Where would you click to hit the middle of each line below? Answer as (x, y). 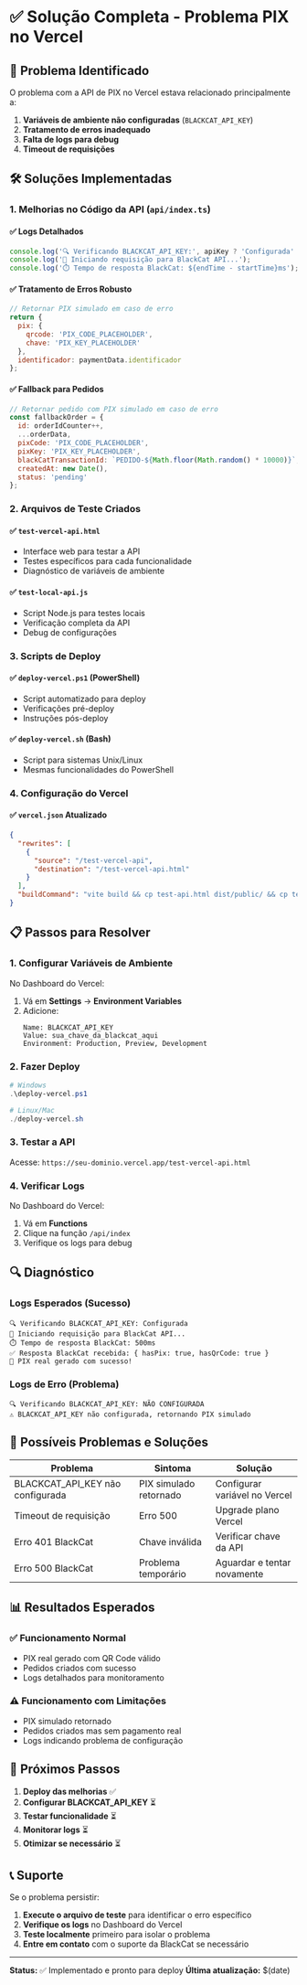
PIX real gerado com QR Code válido (92, 1658)
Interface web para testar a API (81, 551)
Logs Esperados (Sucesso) (70, 1303)
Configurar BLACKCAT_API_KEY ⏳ (90, 1802)
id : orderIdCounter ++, (61, 426)
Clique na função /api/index (76, 1233)
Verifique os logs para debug (77, 1243)
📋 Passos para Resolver (80, 933)
